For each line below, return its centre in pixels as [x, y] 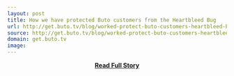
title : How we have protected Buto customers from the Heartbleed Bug [112, 20]
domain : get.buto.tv [37, 39]
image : [17, 46]
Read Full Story [117, 65]
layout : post [26, 13]
